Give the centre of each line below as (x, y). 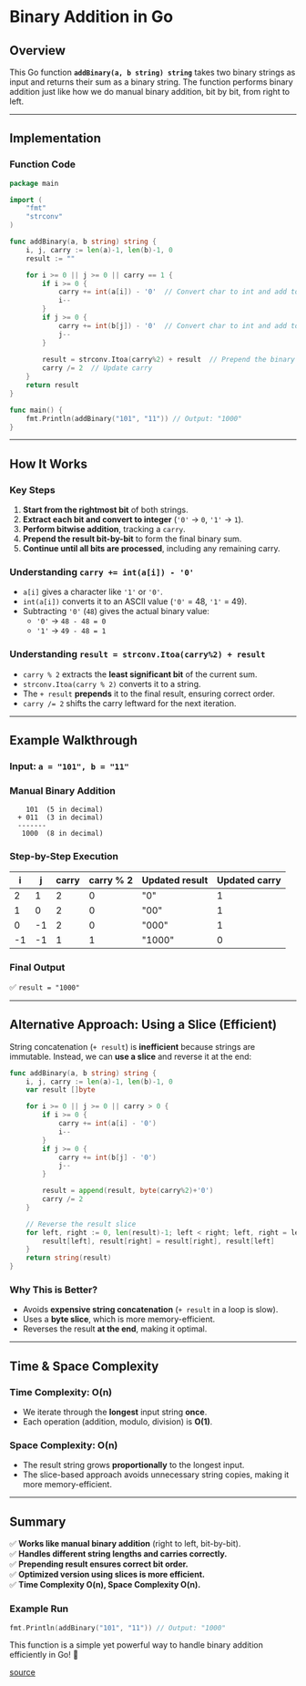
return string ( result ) (69, 1258)
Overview (38, 51)
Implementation (56, 139)
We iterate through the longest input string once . (115, 1412)
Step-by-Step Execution (64, 857)
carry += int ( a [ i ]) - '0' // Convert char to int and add (172, 292)
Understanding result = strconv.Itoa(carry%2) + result (138, 654)
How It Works (49, 463)
